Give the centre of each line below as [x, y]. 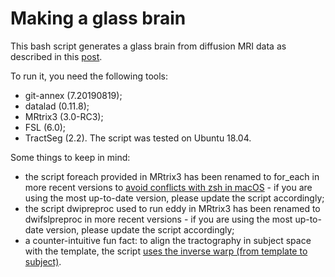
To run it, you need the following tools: [89, 76]
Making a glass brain [98, 18]
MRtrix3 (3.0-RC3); [64, 116]
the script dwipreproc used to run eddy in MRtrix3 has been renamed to [172, 208]
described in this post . [56, 56]
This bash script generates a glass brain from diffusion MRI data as [148, 46]
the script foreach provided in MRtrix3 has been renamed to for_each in [172, 176]
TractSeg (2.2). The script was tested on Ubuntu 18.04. [138, 138]
